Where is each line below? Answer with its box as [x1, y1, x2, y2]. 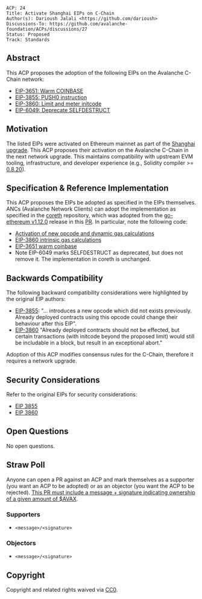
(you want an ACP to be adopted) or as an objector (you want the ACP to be [6, 482, 195, 489]
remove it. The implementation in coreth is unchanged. [14, 256, 151, 263]
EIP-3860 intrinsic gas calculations [14, 236, 102, 244]
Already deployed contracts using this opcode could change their [14, 314, 178, 321]
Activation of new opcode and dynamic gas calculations [14, 230, 155, 237]
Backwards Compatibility [6, 273, 104, 283]
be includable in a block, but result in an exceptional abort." [14, 339, 163, 346]
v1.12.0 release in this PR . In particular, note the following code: [31, 218, 188, 226]
